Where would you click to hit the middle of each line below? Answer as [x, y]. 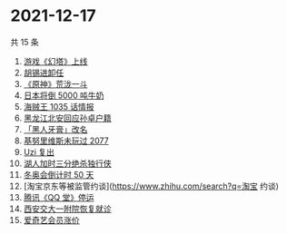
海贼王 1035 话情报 [59, 106]
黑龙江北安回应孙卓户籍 [67, 118]
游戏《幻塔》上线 [55, 61]
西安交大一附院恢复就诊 [67, 209]
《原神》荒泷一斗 [55, 83]
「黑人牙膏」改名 [55, 129]
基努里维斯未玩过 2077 [66, 141]
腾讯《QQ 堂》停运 [59, 197]
